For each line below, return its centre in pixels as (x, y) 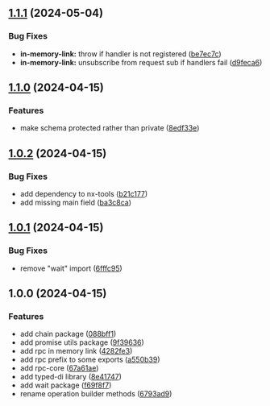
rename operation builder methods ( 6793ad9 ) (96, 394)
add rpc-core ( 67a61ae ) (59, 368)
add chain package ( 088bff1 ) (68, 334)
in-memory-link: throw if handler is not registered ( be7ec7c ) (120, 54)
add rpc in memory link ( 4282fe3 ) (76, 351)
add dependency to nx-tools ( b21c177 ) (84, 194)
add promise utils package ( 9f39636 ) (82, 342)
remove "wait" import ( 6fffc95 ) (71, 268)
